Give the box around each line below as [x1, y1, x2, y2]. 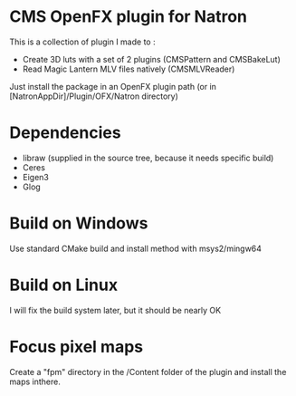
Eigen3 [22, 171, 50, 182]
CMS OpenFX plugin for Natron [9, 6, 247, 27]
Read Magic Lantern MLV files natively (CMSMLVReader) [22, 63, 235, 74]
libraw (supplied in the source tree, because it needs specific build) [22, 152, 274, 163]
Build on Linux [9, 275, 119, 295]
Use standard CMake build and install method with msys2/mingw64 [9, 243, 263, 254]
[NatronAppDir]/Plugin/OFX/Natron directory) [9, 91, 179, 101]
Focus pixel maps [9, 336, 143, 357]
